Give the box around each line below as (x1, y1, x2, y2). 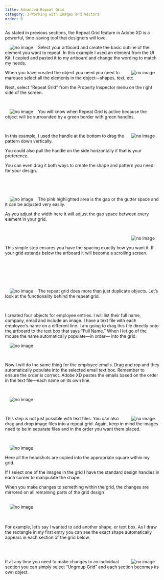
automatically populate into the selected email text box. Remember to (5, 367, 145, 373)
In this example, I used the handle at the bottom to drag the (5, 133, 124, 139)
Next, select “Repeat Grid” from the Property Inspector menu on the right (5, 85, 153, 90)
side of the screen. (5, 89, 43, 96)
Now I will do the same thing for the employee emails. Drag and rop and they (5, 362, 160, 368)
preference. (5, 153, 29, 159)
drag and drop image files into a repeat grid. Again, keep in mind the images (5, 421, 159, 427)
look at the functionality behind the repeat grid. (5, 293, 100, 299)
